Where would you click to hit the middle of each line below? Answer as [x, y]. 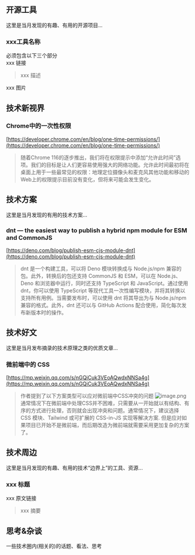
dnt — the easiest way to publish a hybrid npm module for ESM [97, 230]
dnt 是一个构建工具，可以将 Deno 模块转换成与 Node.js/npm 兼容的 [101, 268]
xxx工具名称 [23, 42]
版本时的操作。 [49, 312]
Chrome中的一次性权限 [39, 126]
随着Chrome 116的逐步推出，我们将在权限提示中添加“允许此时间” [98, 157]
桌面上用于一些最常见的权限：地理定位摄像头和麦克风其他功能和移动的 [105, 172]
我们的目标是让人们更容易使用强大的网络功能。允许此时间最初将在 [110, 164]
